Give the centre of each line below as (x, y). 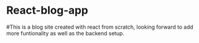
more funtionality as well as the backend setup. (65, 33)
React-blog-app (47, 10)
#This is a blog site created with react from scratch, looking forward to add (100, 27)
